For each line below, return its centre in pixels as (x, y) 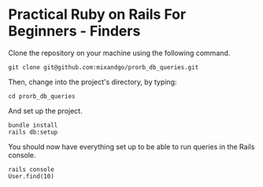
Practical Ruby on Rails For (97, 15)
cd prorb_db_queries (42, 96)
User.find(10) (31, 176)
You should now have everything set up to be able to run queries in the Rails (131, 146)
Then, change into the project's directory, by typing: (93, 82)
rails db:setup (33, 132)
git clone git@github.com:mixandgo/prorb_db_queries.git (104, 67)
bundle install (33, 125)
